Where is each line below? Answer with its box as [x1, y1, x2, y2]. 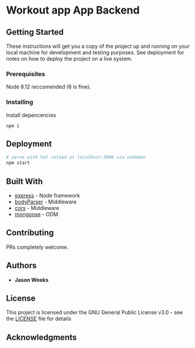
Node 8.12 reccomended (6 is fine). [6, 83, 91, 90]
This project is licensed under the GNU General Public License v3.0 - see [6, 309, 183, 316]
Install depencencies [6, 111, 56, 119]
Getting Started [6, 27, 64, 37]
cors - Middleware [14, 204, 60, 211]
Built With [6, 176, 43, 186]
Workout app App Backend [6, 4, 140, 17]
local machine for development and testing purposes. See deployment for [6, 49, 184, 56]
